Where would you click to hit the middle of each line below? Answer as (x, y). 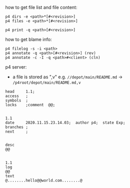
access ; (17, 96)
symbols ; (17, 101)
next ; (17, 132)
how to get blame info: (29, 39)
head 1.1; (20, 91)
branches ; (17, 127)
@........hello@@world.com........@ (44, 180)
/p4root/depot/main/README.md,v (47, 83)
